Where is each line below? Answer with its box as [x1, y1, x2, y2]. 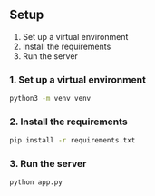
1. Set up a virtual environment [9, 73, 147, 85]
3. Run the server [9, 158, 87, 171]
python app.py [9, 178, 63, 187]
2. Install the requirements [9, 115, 129, 128]
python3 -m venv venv [9, 94, 92, 103]
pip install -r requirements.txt [9, 136, 136, 145]
